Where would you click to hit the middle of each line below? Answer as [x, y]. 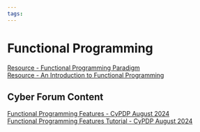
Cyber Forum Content [55, 97]
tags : [15, 14]
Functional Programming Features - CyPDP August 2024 [89, 114]
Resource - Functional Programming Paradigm [74, 68]
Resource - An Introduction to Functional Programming [86, 75]
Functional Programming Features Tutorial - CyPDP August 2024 [100, 121]
